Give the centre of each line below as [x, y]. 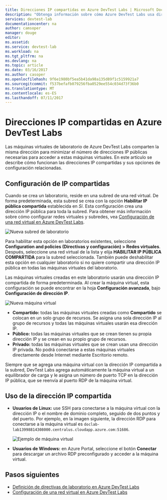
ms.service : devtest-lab [31, 47]
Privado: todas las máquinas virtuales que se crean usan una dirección [85, 344]
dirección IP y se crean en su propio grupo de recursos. [69, 339]
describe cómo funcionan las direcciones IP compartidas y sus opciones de [83, 163]
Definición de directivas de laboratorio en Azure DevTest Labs [76, 487]
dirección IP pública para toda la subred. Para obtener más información [78, 211]
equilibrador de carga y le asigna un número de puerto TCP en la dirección [82, 375]
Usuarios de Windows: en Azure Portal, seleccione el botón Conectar [84, 448]
